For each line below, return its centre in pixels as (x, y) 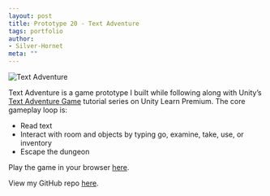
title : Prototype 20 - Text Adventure (74, 24)
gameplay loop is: (38, 110)
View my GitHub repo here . (54, 183)
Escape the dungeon (55, 152)
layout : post (30, 16)
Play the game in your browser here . (69, 167)
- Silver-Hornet (36, 46)
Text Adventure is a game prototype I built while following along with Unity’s (135, 93)
